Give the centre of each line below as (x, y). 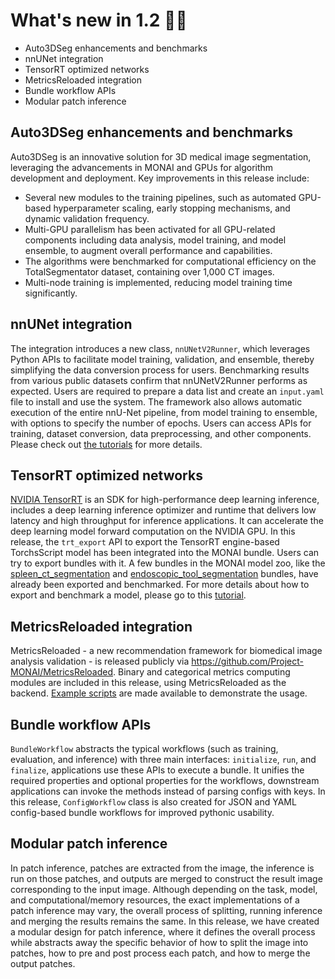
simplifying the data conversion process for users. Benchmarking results (160, 370)
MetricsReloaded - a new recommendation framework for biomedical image (166, 651)
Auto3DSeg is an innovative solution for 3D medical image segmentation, (161, 156)
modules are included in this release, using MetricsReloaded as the (148, 683)
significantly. (51, 293)
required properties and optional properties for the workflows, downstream (165, 780)
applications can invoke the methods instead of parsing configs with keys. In (168, 791)
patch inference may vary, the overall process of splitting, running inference (166, 910)
